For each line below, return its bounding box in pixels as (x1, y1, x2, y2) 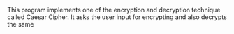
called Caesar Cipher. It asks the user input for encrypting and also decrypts (7, 13, 227, 21)
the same (7, 20, 34, 28)
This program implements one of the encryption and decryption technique (7, 6, 221, 14)
